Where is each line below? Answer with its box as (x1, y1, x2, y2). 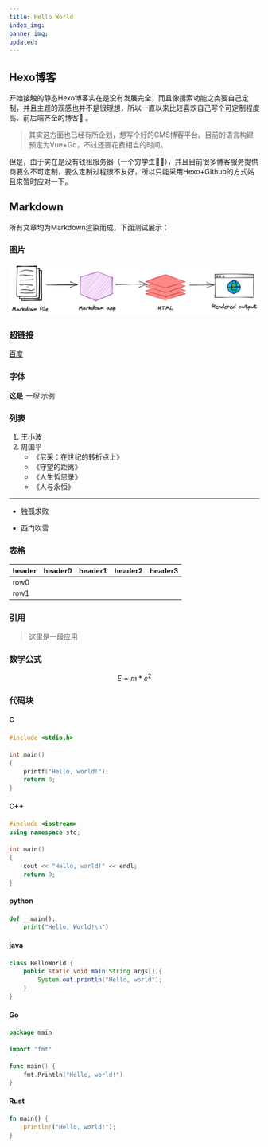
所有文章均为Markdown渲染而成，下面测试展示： (9, 222, 169, 232)
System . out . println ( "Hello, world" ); (37, 976, 162, 984)
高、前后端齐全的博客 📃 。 (9, 113, 93, 123)
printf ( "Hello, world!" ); (23, 767, 110, 776)
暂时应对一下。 (22, 177, 72, 186)
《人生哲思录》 (32, 472, 82, 481)
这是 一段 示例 (9, 390, 55, 400)
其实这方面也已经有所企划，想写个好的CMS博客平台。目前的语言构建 (28, 130, 254, 139)
